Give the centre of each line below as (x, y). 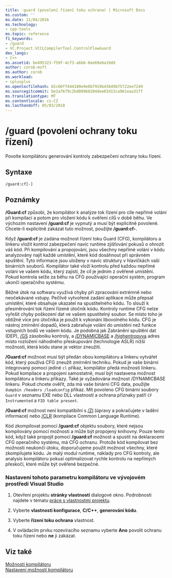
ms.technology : (21, 24)
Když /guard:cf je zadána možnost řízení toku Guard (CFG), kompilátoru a (83, 238)
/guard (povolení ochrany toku (71, 131)
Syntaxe (19, 172)
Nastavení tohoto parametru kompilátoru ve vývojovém (76, 477)
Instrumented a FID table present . (42, 400)
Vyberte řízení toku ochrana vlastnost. (54, 520)
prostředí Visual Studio (35, 483)
